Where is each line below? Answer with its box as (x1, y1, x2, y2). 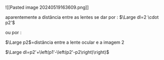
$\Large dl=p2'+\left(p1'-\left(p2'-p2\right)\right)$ (5, 49, 109, 55)
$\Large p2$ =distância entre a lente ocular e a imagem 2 (5, 39, 124, 45)
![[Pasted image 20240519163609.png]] (5, 5, 89, 10)
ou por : (5, 29, 22, 35)
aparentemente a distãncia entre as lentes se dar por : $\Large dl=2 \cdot (5, 14, 159, 20)
